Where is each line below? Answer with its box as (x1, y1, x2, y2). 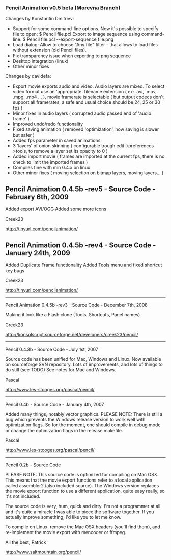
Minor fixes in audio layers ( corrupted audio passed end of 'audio (12, 110, 152, 116)
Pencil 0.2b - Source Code (5, 462, 61, 468)
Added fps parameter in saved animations (12, 137, 101, 144)
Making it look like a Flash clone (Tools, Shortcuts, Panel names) (5, 311, 140, 317)
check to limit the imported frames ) (12, 159, 88, 165)
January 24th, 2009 (5, 249, 70, 257)
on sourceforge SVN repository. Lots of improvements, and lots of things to (5, 361, 163, 367)
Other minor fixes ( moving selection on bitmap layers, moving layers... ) (12, 170, 164, 176)
